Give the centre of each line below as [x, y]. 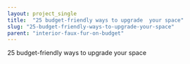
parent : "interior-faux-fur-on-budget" [66, 33]
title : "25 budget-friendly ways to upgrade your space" [96, 20]
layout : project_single [42, 14]
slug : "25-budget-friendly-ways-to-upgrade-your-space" [91, 26]
